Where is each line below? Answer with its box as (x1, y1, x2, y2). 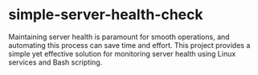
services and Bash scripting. (8, 57, 103, 67)
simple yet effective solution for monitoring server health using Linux (8, 49, 236, 58)
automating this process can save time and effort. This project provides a (8, 40, 251, 49)
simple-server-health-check (8, 6, 203, 24)
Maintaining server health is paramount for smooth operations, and (8, 32, 231, 41)
